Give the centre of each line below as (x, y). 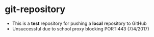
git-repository (35, 9)
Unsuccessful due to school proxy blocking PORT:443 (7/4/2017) (81, 28)
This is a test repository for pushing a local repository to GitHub (79, 23)
